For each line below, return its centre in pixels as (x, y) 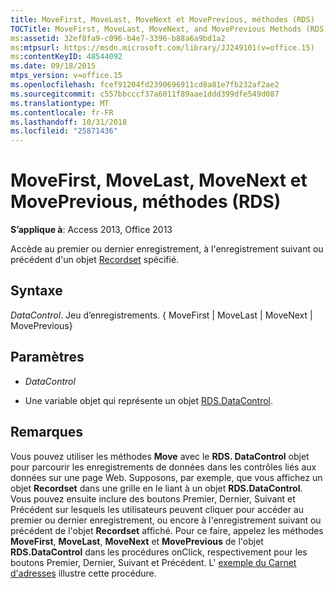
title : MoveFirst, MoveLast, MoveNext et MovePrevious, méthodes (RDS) (162, 19)
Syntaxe (36, 291)
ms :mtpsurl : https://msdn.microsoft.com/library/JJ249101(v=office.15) (162, 47)
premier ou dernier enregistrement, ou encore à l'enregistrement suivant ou (166, 520)
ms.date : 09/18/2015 (53, 66)
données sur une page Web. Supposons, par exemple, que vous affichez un (166, 477)
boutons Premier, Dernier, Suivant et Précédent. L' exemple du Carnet (153, 562)
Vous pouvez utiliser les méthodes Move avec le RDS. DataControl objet (160, 456)
